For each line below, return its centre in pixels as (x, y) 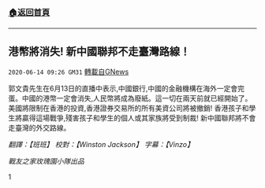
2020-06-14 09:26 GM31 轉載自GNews (69, 72)
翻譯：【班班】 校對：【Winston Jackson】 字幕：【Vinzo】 (101, 145)
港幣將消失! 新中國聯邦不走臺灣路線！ (99, 52)
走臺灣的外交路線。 (39, 128)
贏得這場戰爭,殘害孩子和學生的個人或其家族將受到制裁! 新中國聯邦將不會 (139, 118)
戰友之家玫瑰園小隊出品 (46, 161)
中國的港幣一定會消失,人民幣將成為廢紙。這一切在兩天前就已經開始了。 (137, 98)
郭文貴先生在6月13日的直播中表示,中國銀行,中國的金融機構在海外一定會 (123, 89)
